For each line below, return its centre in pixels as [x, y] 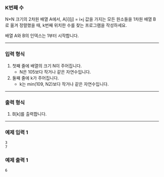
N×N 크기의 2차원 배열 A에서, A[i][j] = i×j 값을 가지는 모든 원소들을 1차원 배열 [79, 19]
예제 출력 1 [17, 160]
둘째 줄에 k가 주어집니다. [36, 78]
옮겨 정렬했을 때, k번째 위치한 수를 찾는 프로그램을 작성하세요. [68, 25]
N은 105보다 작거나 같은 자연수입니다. [55, 72]
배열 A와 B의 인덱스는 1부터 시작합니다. [42, 36]
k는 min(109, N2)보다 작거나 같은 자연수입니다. [64, 84]
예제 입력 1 [17, 132]
